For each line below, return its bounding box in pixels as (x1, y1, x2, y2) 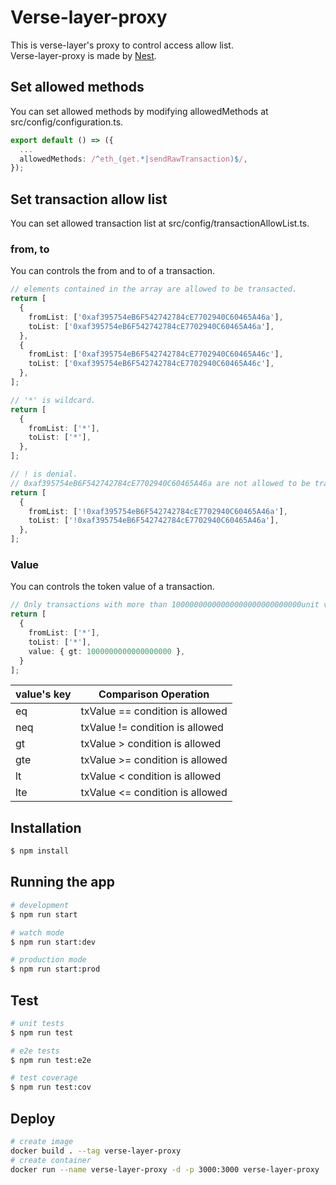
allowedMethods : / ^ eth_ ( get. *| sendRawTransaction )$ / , (19, 154, 248, 164)
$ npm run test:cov (10, 1082, 92, 1093)
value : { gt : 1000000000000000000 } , (28, 646, 186, 656)
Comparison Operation (98, 687, 210, 701)
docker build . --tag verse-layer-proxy (10, 1146, 182, 1156)
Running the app (10, 874, 115, 891)
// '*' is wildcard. (10, 395, 97, 405)
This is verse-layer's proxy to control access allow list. (10, 39, 234, 51)
